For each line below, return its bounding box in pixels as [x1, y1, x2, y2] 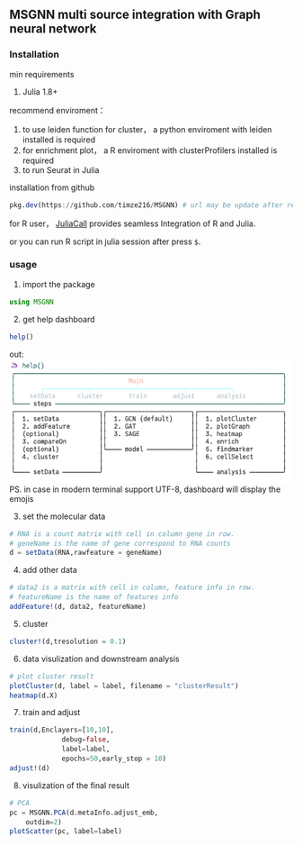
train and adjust [22, 707, 81, 718]
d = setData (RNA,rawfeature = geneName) [9, 549, 164, 558]
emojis [9, 493, 34, 504]
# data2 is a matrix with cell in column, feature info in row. [9, 583, 255, 593]
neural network [9, 22, 97, 37]
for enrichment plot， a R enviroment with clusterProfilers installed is [22, 144, 278, 156]
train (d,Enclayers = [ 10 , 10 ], [9, 725, 115, 735]
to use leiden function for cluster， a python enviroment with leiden [22, 123, 272, 134]
